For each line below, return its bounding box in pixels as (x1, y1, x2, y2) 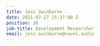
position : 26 (6, 20, 39, 26)
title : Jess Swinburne (6, 8, 62, 15)
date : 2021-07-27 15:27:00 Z (6, 14, 79, 20)
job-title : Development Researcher (6, 25, 95, 32)
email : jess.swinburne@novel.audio (6, 31, 95, 37)
